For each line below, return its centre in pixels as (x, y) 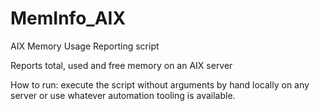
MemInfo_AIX (68, 18)
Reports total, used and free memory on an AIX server (121, 65)
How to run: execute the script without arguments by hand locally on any (160, 84)
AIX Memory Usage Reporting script (85, 46)
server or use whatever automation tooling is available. (123, 95)
